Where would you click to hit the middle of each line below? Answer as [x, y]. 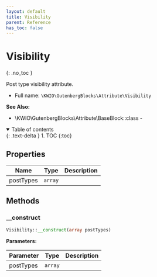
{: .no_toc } [19, 73]
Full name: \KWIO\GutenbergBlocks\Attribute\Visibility [83, 96]
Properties [26, 154]
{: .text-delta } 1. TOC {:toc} [39, 136]
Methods [23, 201]
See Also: [18, 107]
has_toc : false [25, 28]
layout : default [26, 11]
